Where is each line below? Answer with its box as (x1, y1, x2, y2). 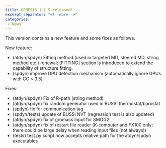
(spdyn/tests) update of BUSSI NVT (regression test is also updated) (12, 111, 154, 117)
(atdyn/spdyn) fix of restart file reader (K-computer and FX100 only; (12, 122, 153, 128)
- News (7, 21, 22, 27)
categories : (5, 17, 30, 22)
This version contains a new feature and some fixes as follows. (5, 35, 136, 41)
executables (12, 138, 38, 144)
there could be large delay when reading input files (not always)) (12, 127, 147, 133)
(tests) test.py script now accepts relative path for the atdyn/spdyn (12, 132, 151, 138)
